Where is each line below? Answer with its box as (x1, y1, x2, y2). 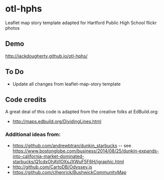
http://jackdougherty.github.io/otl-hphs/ (5, 53, 88, 59)
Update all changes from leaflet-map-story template (12, 81, 121, 87)
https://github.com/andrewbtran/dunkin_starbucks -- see (12, 142, 132, 148)
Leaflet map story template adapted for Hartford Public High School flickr (5, 20, 157, 26)
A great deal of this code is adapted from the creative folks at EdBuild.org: (5, 109, 159, 115)
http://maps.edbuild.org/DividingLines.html (12, 119, 102, 125)
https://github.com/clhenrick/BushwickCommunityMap (12, 169, 127, 175)
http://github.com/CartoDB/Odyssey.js (12, 164, 93, 170)
